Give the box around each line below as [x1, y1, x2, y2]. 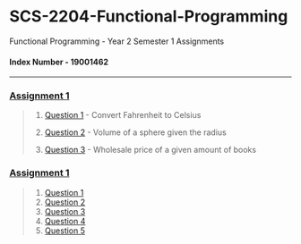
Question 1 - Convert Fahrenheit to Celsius [44, 110, 202, 121]
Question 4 [44, 215, 86, 226]
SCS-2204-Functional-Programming [9, 6, 288, 27]
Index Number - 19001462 [9, 56, 109, 67]
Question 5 [44, 225, 86, 236]
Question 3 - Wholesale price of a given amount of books [44, 145, 257, 156]
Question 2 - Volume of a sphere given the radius [44, 127, 227, 138]
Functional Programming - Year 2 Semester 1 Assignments [9, 36, 225, 46]
